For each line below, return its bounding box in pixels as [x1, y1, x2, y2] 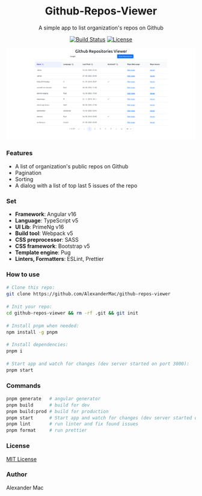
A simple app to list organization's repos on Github [38, 24, 164, 31]
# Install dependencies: [6, 341, 69, 348]
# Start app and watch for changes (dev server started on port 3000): [6, 361, 189, 367]
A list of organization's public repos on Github [14, 162, 129, 170]
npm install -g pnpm [6, 329, 58, 335]
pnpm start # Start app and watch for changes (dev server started [6, 415, 192, 421]
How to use [6, 271, 40, 279]
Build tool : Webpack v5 [14, 230, 73, 237]
